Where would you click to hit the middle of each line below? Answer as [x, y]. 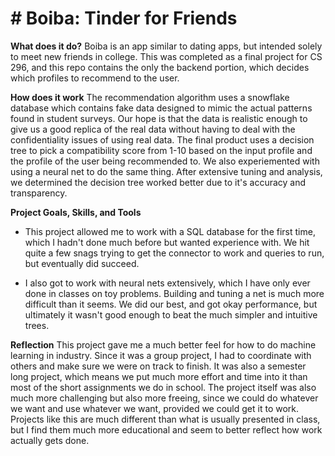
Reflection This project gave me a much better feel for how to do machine [163, 344]
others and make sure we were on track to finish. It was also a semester [158, 366]
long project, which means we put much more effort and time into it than [159, 376]
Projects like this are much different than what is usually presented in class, [165, 419]
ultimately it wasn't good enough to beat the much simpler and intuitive [171, 314]
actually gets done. [50, 440]
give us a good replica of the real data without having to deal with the [153, 129]
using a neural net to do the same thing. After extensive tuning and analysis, [166, 171]
